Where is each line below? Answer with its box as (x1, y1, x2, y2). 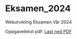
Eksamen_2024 (5, 3, 71, 14)
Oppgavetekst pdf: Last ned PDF (5, 28, 72, 34)
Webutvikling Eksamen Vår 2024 (5, 19, 72, 25)
